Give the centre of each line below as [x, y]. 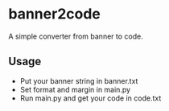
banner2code [54, 14]
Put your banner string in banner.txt [79, 80]
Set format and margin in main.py [75, 89]
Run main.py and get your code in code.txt [91, 98]
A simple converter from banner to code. [76, 36]
